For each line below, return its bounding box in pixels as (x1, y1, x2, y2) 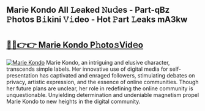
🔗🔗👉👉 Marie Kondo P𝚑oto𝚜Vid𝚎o (6, 40, 144, 50)
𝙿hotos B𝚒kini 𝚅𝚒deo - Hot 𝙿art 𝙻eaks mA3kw (6, 15, 188, 25)
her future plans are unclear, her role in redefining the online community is (6, 85, 194, 92)
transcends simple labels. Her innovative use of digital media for (6, 65, 168, 73)
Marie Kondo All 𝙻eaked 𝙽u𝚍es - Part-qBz (6, 5, 170, 15)
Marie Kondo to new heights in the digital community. (6, 98, 141, 105)
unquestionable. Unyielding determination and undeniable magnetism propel (6, 91, 199, 98)
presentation (6, 72, 39, 79)
